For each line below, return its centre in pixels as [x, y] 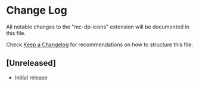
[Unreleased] [31, 63]
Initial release [31, 77]
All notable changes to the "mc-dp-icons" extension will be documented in [98, 27]
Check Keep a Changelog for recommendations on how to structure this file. [100, 44]
